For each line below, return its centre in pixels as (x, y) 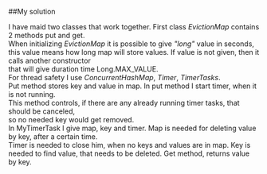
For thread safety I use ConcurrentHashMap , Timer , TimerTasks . (114, 77)
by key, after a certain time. (53, 137)
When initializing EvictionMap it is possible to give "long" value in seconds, (132, 44)
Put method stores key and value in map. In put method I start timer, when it (133, 86)
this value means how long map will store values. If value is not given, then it (134, 52)
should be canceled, (42, 111)
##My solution (32, 12)
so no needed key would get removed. (71, 120)
